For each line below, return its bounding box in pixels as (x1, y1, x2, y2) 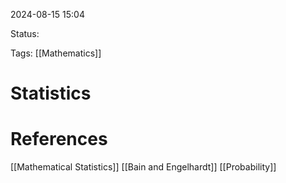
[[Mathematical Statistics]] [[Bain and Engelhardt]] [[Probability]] (10, 161, 277, 173)
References (10, 128, 108, 151)
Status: (10, 28, 40, 39)
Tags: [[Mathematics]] (10, 47, 102, 59)
